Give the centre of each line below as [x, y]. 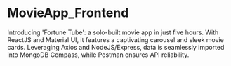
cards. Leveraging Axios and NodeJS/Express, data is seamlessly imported [116, 47]
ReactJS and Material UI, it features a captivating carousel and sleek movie [116, 39]
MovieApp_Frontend [68, 13]
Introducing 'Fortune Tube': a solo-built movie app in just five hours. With [113, 32]
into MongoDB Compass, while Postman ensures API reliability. [98, 55]
